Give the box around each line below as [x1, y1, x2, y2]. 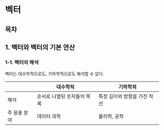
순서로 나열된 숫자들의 [37, 93, 85, 100]
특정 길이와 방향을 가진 [98, 93, 148, 100]
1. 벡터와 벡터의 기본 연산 [5, 43, 75, 51]
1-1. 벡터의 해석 [5, 59, 39, 65]
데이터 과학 [37, 113, 61, 120]
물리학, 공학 [98, 113, 124, 120]
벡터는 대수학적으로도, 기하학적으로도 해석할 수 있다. [5, 71, 104, 77]
